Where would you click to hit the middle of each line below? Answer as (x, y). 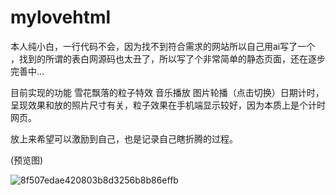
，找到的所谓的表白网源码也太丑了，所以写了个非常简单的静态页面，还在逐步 (168, 58)
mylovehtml (61, 17)
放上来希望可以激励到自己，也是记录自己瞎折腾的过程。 (124, 138)
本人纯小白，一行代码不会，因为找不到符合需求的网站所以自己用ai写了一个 (163, 46)
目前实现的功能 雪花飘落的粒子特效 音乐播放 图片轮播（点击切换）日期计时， (167, 92)
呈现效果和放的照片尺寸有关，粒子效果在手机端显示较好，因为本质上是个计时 (168, 105)
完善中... (27, 71)
